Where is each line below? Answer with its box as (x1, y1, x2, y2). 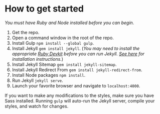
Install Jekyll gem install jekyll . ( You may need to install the (12, 45, 140, 51)
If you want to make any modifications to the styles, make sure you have (5, 92, 154, 98)
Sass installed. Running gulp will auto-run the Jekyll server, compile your (5, 97, 155, 103)
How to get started (5, 3, 84, 15)
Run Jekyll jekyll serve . (12, 77, 63, 83)
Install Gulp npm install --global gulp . (12, 40, 94, 46)
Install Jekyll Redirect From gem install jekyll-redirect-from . (12, 66, 142, 73)
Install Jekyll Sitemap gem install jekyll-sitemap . (12, 61, 117, 67)
